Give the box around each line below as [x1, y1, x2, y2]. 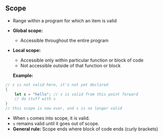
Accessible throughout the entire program [20, 37, 109, 43]
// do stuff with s [14, 96, 56, 101]
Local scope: [12, 47, 41, 53]
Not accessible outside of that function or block [20, 62, 121, 68]
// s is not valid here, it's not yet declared [5, 82, 109, 87]
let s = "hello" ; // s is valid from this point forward [14, 92, 138, 97]
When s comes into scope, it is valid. [12, 115, 90, 121]
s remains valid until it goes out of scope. [12, 121, 100, 127]
